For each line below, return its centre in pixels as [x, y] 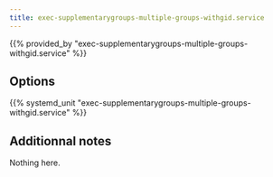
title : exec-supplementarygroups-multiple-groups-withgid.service [137, 18]
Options [33, 82]
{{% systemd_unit [42, 103]
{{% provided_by [41, 43]
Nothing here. [35, 163]
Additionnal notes [61, 141]
